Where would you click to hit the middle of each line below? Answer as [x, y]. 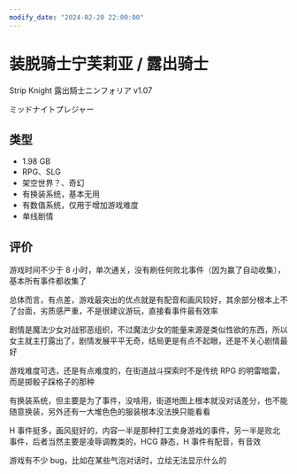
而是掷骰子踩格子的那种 [52, 382]
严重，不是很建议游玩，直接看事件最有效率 [141, 311]
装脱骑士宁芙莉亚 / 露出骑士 [109, 64]
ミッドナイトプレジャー [52, 109]
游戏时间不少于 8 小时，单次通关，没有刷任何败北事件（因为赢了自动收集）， [147, 270]
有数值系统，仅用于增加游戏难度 [80, 206]
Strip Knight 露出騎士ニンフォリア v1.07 [81, 90]
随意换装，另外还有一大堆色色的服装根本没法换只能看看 [110, 412]
